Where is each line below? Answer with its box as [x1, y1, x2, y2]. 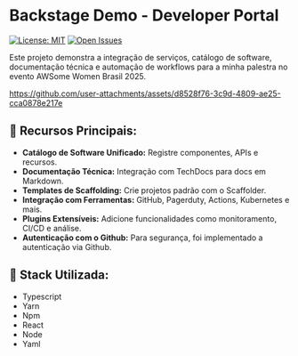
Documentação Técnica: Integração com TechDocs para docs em [21, 166, 267, 176]
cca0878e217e [9, 97, 63, 108]
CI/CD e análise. [21, 222, 82, 233]
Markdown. [21, 175, 64, 186]
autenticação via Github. [21, 241, 112, 252]
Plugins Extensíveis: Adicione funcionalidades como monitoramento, [21, 213, 278, 223]
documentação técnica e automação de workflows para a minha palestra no [9, 61, 288, 72]
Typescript [21, 291, 62, 302]
